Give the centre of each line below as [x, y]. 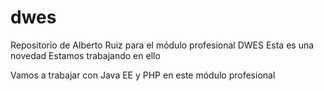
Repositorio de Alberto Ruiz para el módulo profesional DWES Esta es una [162, 45]
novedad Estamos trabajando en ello [85, 55]
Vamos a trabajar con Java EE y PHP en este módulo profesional [143, 75]
